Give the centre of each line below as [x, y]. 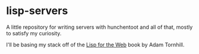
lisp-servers [37, 11]
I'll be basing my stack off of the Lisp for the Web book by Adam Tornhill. [95, 45]
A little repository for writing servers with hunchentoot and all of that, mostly [99, 27]
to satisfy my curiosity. [34, 33]
